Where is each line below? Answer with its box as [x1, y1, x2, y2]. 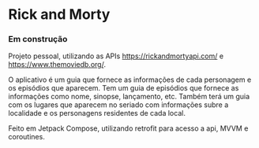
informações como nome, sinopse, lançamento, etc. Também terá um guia [8, 92, 250, 102]
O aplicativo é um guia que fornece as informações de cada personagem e [8, 75, 252, 84]
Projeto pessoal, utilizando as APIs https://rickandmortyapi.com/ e [8, 51, 223, 61]
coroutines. [8, 132, 45, 142]
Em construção [8, 34, 68, 45]
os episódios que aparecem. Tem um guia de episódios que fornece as [8, 83, 239, 93]
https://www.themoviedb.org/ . [8, 60, 107, 69]
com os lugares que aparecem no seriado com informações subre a [8, 100, 229, 109]
